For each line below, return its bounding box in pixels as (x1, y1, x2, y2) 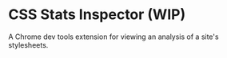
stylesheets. (8, 40, 49, 49)
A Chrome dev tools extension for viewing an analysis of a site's (8, 32, 219, 41)
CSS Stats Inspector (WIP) (8, 6, 186, 24)
